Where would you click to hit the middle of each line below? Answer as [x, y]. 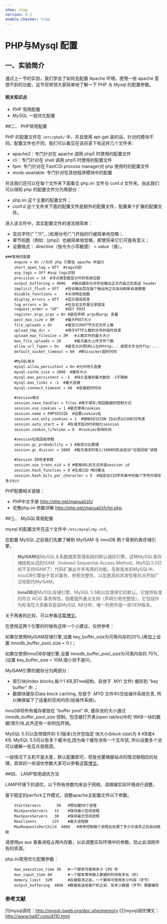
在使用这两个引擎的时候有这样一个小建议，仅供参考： [60, 626]
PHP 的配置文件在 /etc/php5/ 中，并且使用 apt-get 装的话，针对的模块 [77, 137]
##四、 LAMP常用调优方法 [32, 774]
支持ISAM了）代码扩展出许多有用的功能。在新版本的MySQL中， [92, 569]
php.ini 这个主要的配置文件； [42, 200]
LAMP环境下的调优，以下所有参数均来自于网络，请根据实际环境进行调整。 [81, 784]
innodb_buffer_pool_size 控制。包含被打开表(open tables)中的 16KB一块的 [81, 717]
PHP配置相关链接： [25, 491]
